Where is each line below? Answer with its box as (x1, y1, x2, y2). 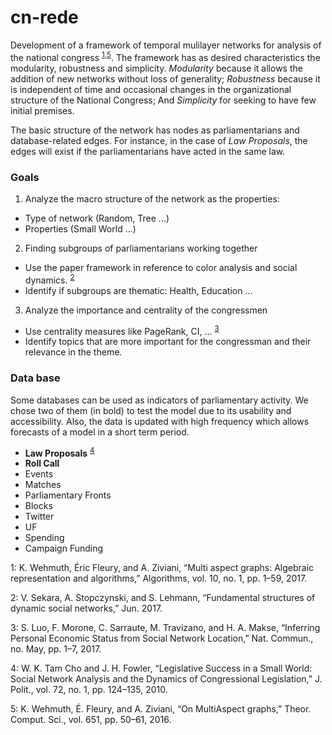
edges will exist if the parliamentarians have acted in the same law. (10, 145, 286, 157)
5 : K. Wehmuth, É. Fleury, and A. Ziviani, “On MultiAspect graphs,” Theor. (10, 703, 312, 715)
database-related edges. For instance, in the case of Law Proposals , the (10, 134, 308, 146)
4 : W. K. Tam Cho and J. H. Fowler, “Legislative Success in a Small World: (10, 662, 313, 675)
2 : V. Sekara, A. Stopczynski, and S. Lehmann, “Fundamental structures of (10, 592, 316, 604)
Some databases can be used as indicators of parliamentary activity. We (10, 394, 309, 406)
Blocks (24, 500, 53, 512)
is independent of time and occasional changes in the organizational (10, 83, 292, 95)
